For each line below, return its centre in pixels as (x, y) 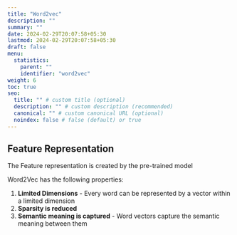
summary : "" (25, 27)
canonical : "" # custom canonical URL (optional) (89, 113)
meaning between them (52, 224)
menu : (15, 54)
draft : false (27, 47)
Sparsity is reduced (47, 209)
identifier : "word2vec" (56, 73)
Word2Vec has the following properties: (65, 179)
